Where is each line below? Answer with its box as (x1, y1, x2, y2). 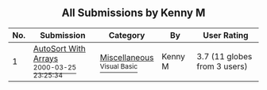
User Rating (203, 29, 249, 40)
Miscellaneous (99, 51, 154, 62)
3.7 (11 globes (196, 51, 253, 62)
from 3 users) (196, 61, 248, 72)
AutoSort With (33, 43, 86, 54)
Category (108, 29, 145, 40)
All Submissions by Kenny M (61, 6, 206, 20)
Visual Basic (99, 62, 138, 70)
